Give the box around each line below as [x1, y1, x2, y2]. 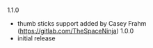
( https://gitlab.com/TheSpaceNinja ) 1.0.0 [17, 27, 134, 35]
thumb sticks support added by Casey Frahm [17, 19, 147, 27]
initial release [17, 34, 56, 42]
